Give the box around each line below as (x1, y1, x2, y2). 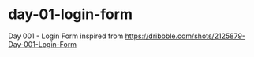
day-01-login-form (8, 5, 133, 23)
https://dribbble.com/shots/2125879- (125, 31, 246, 41)
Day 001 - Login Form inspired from (8, 31, 124, 41)
